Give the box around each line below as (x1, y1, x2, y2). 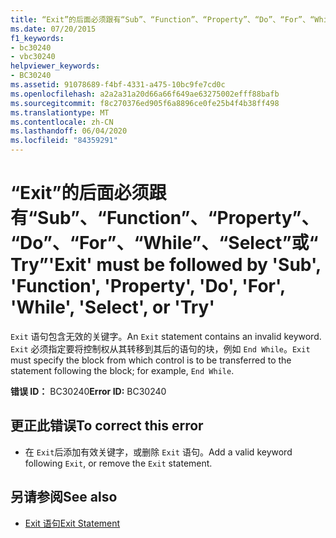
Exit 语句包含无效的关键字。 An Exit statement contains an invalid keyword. (10, 330, 322, 342)
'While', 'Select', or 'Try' (10, 296, 215, 319)
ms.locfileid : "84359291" (10, 136, 118, 146)
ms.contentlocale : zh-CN (10, 117, 114, 127)
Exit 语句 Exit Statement (24, 517, 121, 529)
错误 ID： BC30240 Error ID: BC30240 (10, 385, 167, 397)
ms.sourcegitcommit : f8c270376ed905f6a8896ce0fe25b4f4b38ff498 (10, 98, 280, 108)
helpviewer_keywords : (10, 61, 101, 71)
